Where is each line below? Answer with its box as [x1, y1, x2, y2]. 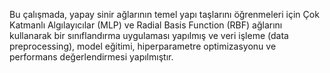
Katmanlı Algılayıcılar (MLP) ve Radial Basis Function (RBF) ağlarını [9, 19, 283, 31]
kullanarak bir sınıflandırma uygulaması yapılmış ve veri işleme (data [9, 30, 289, 41]
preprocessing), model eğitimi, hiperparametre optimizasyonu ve [9, 40, 277, 52]
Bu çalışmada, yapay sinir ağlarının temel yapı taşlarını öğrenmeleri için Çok [9, 9, 320, 20]
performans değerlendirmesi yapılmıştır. [9, 51, 174, 63]
